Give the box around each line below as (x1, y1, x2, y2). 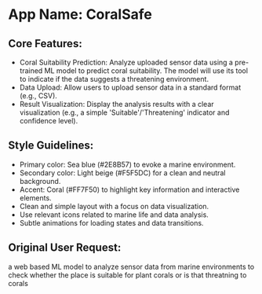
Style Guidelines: (8, 139, 94, 153)
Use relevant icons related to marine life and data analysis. (19, 210, 209, 219)
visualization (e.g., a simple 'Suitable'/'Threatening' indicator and (19, 108, 230, 117)
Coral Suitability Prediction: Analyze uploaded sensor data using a (19, 57, 234, 67)
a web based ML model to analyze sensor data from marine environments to (8, 262, 255, 271)
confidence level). (19, 116, 78, 125)
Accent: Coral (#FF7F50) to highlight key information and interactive (19, 185, 240, 194)
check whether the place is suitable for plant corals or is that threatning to (8, 270, 247, 280)
